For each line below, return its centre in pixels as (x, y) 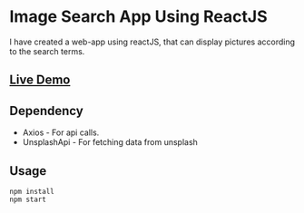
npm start (28, 199)
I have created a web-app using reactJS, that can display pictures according (152, 42)
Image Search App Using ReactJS (138, 17)
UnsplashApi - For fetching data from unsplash (110, 142)
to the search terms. (47, 51)
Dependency (46, 111)
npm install (32, 191)
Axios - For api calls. (61, 132)
